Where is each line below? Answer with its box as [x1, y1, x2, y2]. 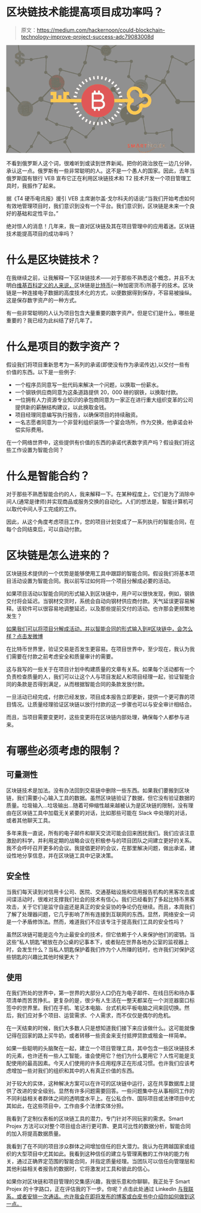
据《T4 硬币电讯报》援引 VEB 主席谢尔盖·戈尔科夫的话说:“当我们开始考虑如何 [6, 195, 195, 202]
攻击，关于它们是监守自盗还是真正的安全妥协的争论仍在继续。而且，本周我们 [6, 903, 195, 910]
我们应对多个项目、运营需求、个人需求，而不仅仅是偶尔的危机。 [16, 1012, 174, 1019]
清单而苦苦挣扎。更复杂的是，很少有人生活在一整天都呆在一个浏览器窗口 [11, 997, 190, 1004]
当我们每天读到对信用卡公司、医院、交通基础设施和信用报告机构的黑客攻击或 [6, 888, 195, 895]
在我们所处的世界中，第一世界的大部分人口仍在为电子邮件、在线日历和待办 [6, 989, 190, 997]
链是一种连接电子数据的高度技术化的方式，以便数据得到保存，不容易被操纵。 [6, 289, 195, 296]
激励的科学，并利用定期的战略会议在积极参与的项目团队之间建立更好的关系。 [6, 836, 195, 844]
